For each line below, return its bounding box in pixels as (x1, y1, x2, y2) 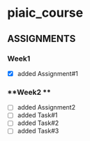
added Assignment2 (17, 103, 75, 112)
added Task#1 (17, 111, 58, 119)
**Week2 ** (7, 87, 51, 97)
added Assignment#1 (17, 69, 78, 77)
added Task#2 (17, 119, 59, 127)
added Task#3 (17, 127, 59, 135)
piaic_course (7, 5, 84, 21)
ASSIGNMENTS (7, 33, 76, 45)
